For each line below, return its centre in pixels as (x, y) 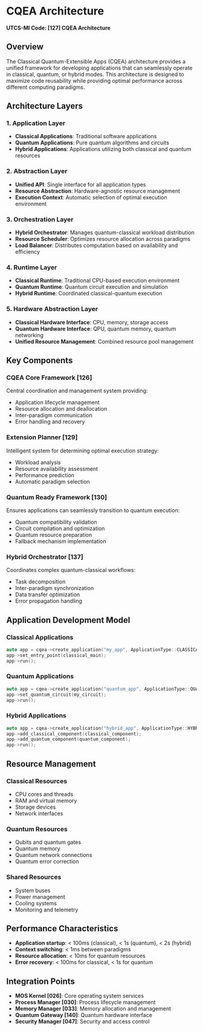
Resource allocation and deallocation (61, 409)
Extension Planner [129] (42, 437)
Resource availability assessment (56, 469)
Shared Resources (34, 877)
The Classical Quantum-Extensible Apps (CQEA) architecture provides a (96, 61)
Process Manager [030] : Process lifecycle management (85, 1002)
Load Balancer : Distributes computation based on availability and (96, 245)
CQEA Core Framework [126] (49, 377)
